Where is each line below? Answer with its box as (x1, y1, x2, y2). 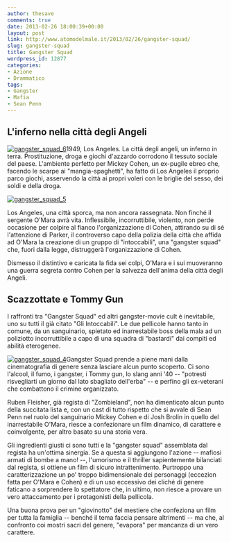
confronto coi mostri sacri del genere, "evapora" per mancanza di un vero (7, 520, 219, 529)
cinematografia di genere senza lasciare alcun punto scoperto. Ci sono (7, 362, 209, 371)
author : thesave (7, 10, 54, 17)
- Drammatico (7, 74, 45, 82)
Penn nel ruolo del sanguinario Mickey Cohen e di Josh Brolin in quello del (7, 412, 219, 421)
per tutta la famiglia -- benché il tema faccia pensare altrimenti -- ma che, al (7, 513, 224, 521)
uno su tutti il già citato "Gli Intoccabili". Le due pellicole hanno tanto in (7, 319, 209, 328)
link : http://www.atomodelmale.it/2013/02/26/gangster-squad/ (7, 36, 191, 43)
